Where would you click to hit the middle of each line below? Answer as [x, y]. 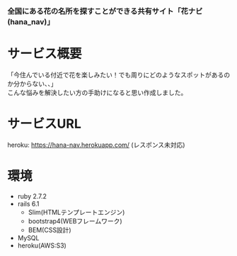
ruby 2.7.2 [32, 196]
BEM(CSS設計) [50, 230]
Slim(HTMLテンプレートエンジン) [76, 212]
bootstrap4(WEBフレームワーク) [75, 221]
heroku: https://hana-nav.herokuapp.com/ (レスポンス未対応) [96, 145]
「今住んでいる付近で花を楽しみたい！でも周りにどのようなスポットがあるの [119, 74]
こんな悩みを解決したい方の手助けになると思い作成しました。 [97, 92]
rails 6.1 [28, 204]
